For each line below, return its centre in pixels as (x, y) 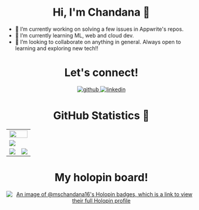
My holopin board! (101, 177)
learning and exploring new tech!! (56, 48)
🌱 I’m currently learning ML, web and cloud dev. (74, 35)
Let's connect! (101, 73)
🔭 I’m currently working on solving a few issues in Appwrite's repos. (99, 29)
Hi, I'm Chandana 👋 (101, 12)
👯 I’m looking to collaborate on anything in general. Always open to (98, 42)
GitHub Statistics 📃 (101, 116)
